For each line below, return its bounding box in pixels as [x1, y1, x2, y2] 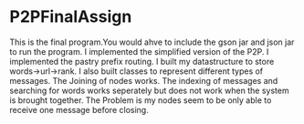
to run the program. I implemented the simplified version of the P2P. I [9, 46, 269, 57]
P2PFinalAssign [9, 6, 132, 27]
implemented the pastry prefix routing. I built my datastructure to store [9, 56, 275, 67]
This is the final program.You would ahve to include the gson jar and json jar [9, 36, 295, 47]
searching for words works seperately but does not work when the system [9, 85, 289, 96]
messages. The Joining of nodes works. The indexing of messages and [9, 75, 278, 86]
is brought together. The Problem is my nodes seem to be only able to [9, 94, 272, 106]
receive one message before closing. [9, 104, 149, 115]
